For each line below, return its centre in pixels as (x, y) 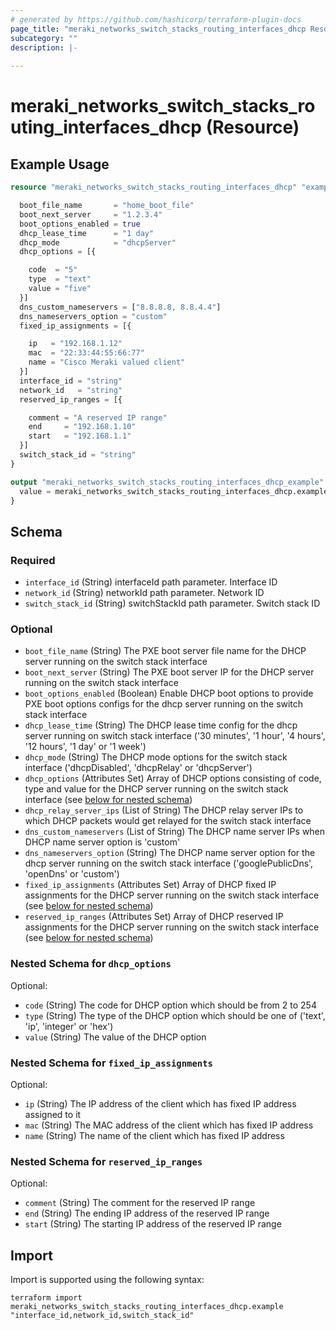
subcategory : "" (44, 38)
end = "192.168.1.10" (82, 427)
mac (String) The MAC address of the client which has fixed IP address (169, 1125)
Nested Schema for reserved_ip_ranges (106, 1161)
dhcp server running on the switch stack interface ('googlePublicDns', (169, 863)
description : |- (44, 47)
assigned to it (53, 1114)
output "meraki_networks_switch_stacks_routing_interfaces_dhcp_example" (167, 482)
